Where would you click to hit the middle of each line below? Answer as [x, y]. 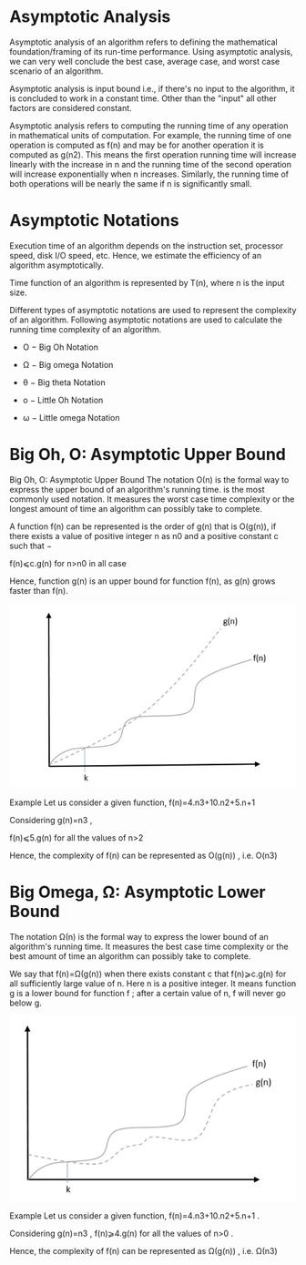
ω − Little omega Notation [71, 417]
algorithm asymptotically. [56, 265]
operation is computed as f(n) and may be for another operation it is [137, 145]
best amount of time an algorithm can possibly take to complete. [130, 956]
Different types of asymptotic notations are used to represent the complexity [153, 310]
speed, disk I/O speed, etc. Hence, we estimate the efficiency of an [136, 255]
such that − [31, 546]
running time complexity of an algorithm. [86, 329]
